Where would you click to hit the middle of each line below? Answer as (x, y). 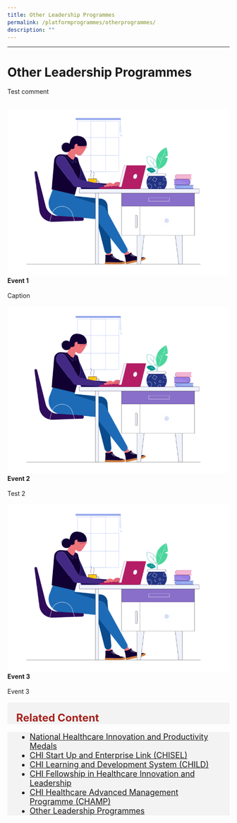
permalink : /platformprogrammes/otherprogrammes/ (82, 22)
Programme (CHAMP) (70, 802)
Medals (43, 746)
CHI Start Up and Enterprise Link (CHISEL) (109, 756)
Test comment (28, 92)
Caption (19, 295)
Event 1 (18, 281)
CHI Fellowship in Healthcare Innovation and (112, 774)
